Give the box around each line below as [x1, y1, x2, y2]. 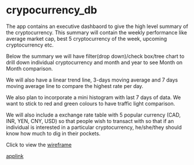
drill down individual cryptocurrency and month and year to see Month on [6, 59, 183, 66]
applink [6, 152, 24, 159]
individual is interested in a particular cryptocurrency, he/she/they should [6, 124, 182, 131]
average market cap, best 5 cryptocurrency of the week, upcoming [6, 35, 167, 42]
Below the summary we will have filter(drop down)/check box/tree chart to [6, 52, 185, 59]
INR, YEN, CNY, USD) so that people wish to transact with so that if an [6, 117, 174, 124]
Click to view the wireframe [6, 141, 72, 148]
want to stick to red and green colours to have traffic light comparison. [6, 100, 175, 107]
